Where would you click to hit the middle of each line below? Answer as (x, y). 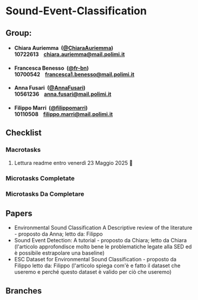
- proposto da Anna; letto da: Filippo (59, 234)
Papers (19, 213)
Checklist (24, 133)
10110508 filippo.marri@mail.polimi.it (64, 114)
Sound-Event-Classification (76, 11)
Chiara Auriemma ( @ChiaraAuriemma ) (64, 48)
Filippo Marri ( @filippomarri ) (51, 108)
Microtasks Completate (40, 178)
